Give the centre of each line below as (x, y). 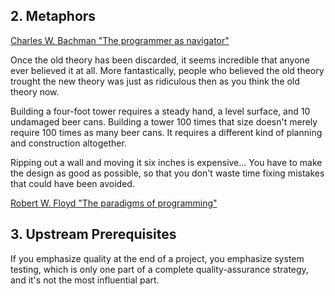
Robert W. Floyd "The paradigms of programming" (114, 203)
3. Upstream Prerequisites (93, 234)
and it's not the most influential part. (85, 280)
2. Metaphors (53, 16)
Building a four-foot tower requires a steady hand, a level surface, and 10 (160, 111)
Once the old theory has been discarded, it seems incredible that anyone (160, 60)
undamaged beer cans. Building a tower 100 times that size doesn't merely (164, 121)
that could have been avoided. (72, 183)
